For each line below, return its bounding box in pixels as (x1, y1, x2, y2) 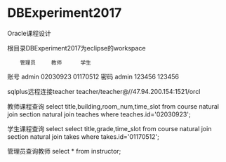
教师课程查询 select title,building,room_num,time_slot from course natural (7, 102, 220, 110)
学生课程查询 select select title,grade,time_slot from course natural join (7, 124, 212, 133)
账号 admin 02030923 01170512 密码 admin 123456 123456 (7, 72, 179, 81)
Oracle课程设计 (7, 29, 51, 37)
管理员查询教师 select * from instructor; (7, 147, 121, 155)
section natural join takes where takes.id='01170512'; (7, 132, 159, 141)
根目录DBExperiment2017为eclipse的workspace (7, 43, 146, 52)
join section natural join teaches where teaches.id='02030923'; (7, 110, 191, 119)
